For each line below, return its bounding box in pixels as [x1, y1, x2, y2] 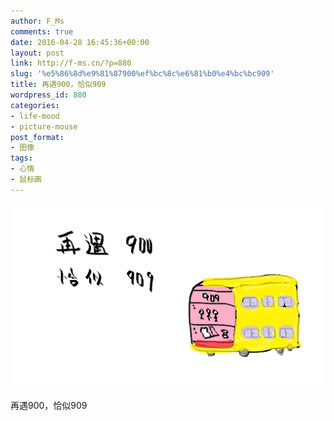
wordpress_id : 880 [10, 90, 87, 100]
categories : [10, 100, 60, 110]
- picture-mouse [10, 121, 78, 132]
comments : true [10, 26, 74, 37]
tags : [10, 153, 33, 164]
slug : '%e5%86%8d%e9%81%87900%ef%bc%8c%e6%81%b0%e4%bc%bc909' [10, 69, 275, 79]
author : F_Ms [10, 16, 65, 26]
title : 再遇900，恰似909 [10, 80, 107, 90]
